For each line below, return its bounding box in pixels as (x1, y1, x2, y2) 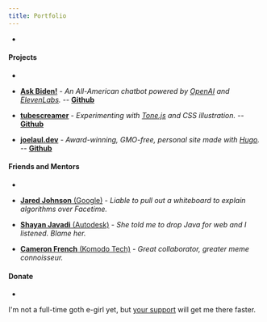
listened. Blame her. (19, 228, 86, 239)
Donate (8, 271, 34, 281)
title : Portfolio (8, 11, 67, 20)
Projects (8, 53, 38, 62)
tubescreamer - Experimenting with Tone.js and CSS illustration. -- (19, 110, 244, 120)
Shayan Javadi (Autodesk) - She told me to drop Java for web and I (19, 220, 247, 230)
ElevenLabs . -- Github (19, 95, 95, 104)
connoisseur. (19, 252, 64, 263)
